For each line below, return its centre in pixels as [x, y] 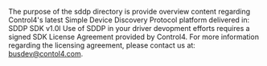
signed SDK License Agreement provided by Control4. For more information [134, 37]
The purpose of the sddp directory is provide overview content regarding [129, 12]
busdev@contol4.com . [46, 54]
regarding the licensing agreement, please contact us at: [102, 45]
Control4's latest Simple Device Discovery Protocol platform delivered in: [129, 20]
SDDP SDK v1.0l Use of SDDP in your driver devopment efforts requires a [129, 28]
